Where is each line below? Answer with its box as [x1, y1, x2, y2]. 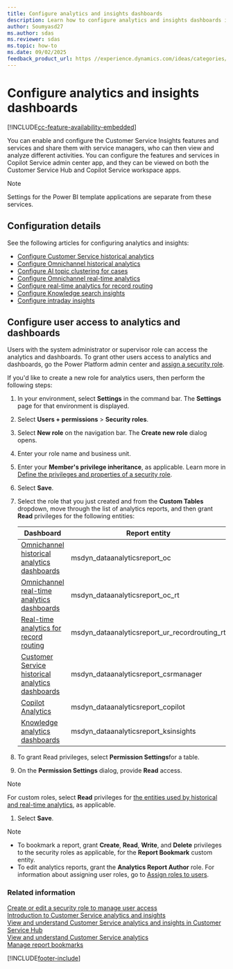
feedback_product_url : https [7, 55, 92, 62]
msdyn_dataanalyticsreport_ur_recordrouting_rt [71, 628, 227, 637]
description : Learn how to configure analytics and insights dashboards [7, 17, 222, 24]
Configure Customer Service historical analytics [17, 252, 155, 260]
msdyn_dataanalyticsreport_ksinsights [71, 726, 196, 736]
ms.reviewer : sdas [7, 36, 60, 43]
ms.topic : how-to [7, 42, 58, 49]
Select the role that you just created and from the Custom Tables [17, 497, 204, 506]
